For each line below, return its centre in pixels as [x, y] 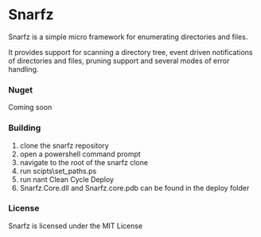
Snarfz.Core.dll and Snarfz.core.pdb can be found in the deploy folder [134, 188]
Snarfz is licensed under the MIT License [76, 226]
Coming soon [30, 107]
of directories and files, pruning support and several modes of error [119, 61]
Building [25, 128]
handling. [23, 69]
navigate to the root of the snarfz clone [84, 162]
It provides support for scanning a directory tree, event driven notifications [130, 52]
